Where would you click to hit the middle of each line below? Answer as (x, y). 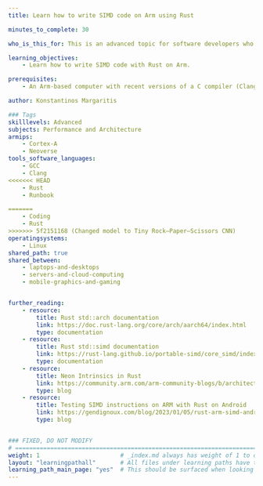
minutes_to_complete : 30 (49, 29)
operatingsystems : (38, 238)
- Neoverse (40, 151)
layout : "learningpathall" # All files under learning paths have (129, 462)
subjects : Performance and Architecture (75, 129)
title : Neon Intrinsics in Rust (89, 376)
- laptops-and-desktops (61, 267)
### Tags (22, 114)
